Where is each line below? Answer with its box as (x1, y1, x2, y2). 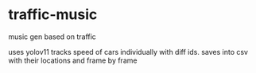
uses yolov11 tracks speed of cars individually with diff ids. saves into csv (8, 47, 249, 56)
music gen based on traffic (8, 32, 97, 41)
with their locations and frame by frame (8, 56, 138, 65)
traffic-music (8, 6, 98, 24)
